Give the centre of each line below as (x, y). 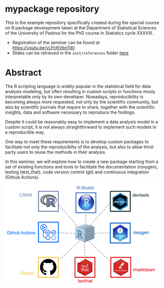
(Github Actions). (22, 177)
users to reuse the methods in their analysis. (62, 152)
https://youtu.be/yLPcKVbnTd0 (43, 48)
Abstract (23, 73)
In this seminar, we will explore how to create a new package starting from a (82, 161)
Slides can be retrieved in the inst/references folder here (70, 53)
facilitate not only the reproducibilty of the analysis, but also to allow (74, 147)
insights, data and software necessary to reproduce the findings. (70, 112)
